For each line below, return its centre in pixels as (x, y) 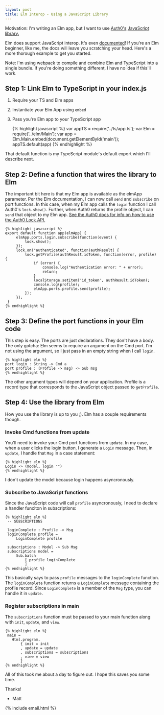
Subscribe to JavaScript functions (47, 492)
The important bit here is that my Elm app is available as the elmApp (74, 194)
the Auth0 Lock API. (25, 220)
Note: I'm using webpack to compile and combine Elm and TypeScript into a (82, 63)
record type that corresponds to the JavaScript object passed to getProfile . (82, 387)
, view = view (35, 657)
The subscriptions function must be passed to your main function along (78, 617)
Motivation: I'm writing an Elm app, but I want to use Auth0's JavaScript (77, 28)
